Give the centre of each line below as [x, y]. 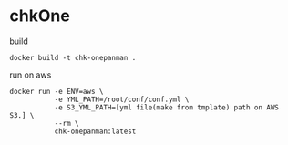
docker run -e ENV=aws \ [57, 91]
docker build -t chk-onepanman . [73, 57]
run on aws [31, 75]
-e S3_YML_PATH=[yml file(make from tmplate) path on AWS [167, 107]
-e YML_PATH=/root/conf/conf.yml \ [122, 99]
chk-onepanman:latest [95, 131]
